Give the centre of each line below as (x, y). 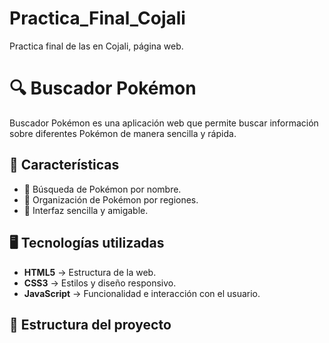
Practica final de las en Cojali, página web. (96, 46)
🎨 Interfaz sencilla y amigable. (86, 210)
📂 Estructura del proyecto (90, 324)
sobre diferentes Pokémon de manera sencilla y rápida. (123, 133)
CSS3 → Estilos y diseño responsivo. (100, 283)
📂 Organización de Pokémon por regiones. (111, 199)
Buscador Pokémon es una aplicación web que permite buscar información (164, 123)
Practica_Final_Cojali (97, 18)
